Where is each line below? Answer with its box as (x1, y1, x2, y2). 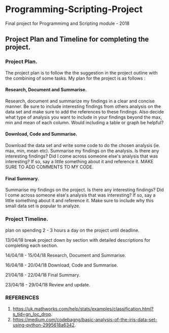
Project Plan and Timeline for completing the (5, 35, 149, 44)
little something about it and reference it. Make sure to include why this (5, 198, 154, 204)
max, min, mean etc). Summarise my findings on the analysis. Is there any (5, 148, 159, 154)
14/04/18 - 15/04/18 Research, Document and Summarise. (5, 252, 126, 258)
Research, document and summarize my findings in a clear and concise (5, 98, 155, 104)
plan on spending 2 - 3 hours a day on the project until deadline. (5, 227, 140, 233)
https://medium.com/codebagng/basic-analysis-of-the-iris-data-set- (12, 316, 157, 322)
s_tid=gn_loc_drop (12, 311, 51, 317)
